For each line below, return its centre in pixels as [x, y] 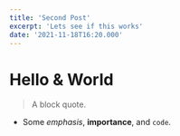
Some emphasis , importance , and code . [97, 122]
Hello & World [62, 79]
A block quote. [59, 104]
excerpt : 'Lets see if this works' [76, 26]
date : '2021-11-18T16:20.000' [66, 34]
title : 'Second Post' [50, 18]
